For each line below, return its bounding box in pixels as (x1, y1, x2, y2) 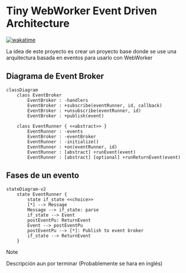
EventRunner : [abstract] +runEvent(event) (27, 149, 136, 155)
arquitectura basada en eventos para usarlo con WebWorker (6, 54, 153, 61)
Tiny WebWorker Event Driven (6, 4, 158, 18)
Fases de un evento (6, 171, 80, 181)
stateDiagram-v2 (6, 186, 46, 192)
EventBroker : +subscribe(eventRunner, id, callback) (27, 102, 162, 108)
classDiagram (6, 87, 38, 93)
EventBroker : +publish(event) (27, 113, 105, 119)
